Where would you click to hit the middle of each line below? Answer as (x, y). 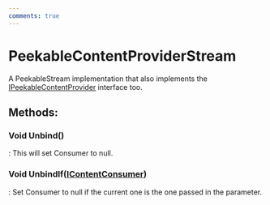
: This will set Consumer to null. (61, 153)
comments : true (34, 16)
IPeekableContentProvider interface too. (76, 87)
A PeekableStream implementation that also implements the (108, 79)
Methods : (33, 112)
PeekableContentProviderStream (122, 56)
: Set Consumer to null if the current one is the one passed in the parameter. (135, 192)
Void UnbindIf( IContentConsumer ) (78, 174)
